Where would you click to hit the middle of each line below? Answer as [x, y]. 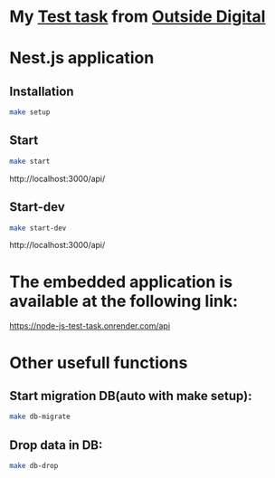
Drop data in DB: [56, 445]
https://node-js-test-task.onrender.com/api [90, 326]
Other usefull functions [99, 363]
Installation [42, 91]
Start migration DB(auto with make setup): [131, 396]
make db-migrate [40, 417]
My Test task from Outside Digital [137, 17]
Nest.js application [82, 58]
